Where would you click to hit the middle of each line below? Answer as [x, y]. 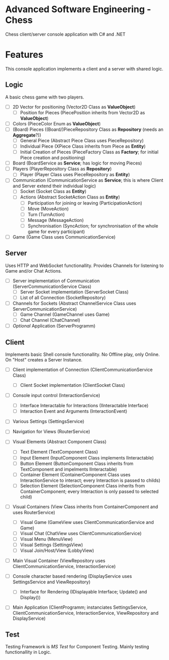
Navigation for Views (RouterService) [51, 432]
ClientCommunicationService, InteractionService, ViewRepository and [85, 613]
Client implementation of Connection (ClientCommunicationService [82, 370]
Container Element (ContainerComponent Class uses [75, 474]
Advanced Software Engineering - [78, 9]
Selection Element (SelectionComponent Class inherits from [82, 485]
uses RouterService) [34, 512]
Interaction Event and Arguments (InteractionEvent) [74, 411]
